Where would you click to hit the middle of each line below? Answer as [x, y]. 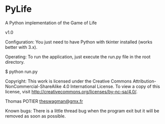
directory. [15, 62]
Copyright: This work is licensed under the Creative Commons [68, 81]
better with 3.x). [21, 47]
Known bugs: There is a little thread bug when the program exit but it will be [82, 111]
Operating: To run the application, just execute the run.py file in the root [78, 57]
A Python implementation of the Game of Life [51, 23]
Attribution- [144, 81]
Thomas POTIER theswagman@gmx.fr [44, 101]
